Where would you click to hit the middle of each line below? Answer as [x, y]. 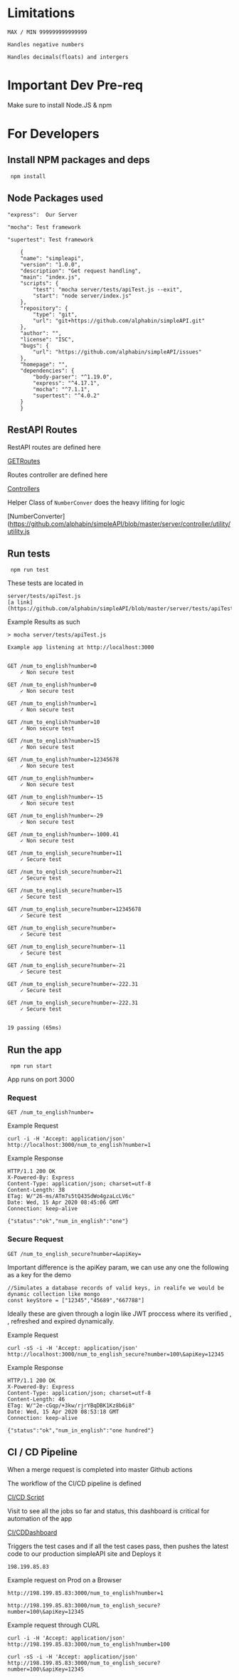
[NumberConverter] [36, 516]
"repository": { [44, 308]
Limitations [41, 13]
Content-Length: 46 [36, 1399]
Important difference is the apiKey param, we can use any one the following [118, 1267]
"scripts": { [39, 283]
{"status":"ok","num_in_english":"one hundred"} [81, 1431]
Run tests [29, 553]
